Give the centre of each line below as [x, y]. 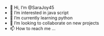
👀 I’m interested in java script [39, 13]
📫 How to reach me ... [33, 28]
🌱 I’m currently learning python [41, 18]
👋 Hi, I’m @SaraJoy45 [32, 8]
